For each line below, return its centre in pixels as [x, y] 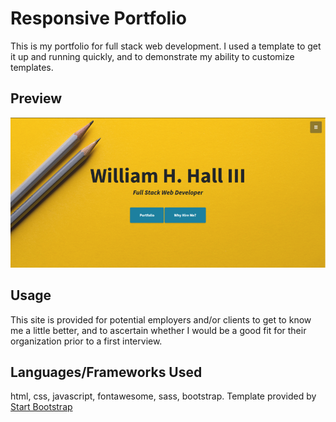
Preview [36, 98]
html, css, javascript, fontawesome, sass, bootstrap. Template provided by [163, 396]
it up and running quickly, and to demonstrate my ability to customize [152, 56]
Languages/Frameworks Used [106, 372]
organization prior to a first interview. [86, 341]
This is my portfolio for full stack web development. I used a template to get [166, 46]
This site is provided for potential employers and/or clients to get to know [161, 319]
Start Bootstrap [41, 407]
